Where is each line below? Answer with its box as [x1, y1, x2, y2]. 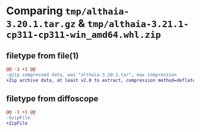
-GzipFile [6, 115, 31, 121]
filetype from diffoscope [6, 94, 99, 104]
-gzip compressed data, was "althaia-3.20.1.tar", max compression [6, 72, 177, 78]
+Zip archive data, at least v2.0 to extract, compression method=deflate [6, 77, 196, 83]
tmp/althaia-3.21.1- [87, 19, 189, 30]
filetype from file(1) [6, 50, 79, 60]
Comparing [6, 4, 63, 18]
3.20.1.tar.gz [6, 19, 76, 30]
